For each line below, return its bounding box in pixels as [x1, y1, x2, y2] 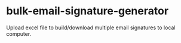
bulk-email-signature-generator [6, 4, 169, 18]
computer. [6, 30, 32, 37]
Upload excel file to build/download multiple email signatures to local [6, 24, 176, 31]
